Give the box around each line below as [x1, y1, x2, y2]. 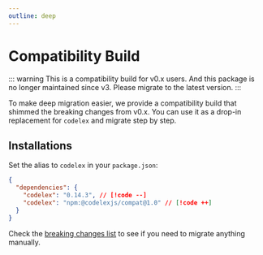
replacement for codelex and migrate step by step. [8, 115, 177, 125]
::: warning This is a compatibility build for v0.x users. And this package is [8, 74, 255, 84]
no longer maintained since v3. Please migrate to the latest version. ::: [8, 82, 242, 92]
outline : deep [8, 11, 57, 20]
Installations [8, 139, 73, 153]
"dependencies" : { [15, 184, 79, 192]
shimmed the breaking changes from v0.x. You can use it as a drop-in [8, 106, 242, 116]
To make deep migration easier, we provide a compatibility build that [8, 98, 237, 108]
